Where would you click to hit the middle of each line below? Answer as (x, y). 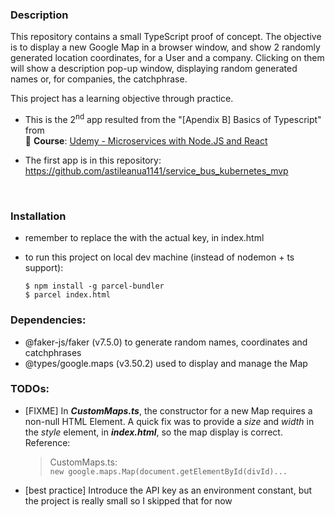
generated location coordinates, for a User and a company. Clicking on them (167, 58)
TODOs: (30, 389)
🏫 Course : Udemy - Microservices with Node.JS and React (146, 140)
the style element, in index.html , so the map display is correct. (153, 432)
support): (44, 268)
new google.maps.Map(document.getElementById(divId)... (168, 471)
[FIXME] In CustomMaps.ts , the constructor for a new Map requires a (168, 410)
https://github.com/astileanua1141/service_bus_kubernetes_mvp (156, 170)
